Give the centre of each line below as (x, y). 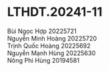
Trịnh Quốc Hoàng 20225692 (49, 45)
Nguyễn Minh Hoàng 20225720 (52, 38)
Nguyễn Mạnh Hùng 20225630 (51, 53)
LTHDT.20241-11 (55, 12)
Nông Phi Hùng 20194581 (43, 60)
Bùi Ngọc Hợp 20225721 (42, 31)
